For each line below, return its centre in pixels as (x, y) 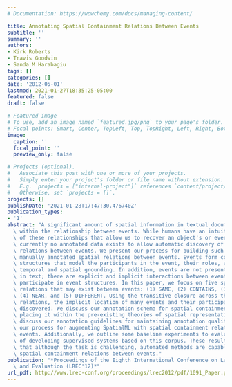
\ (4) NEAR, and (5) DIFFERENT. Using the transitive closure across (115, 296)
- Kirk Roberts (29, 52)
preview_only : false (43, 154)
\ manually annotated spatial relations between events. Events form (115, 257)
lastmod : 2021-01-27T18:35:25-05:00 (60, 91)
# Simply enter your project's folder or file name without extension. (116, 180)
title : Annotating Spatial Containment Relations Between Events (103, 26)
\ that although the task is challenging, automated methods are (109, 347)
